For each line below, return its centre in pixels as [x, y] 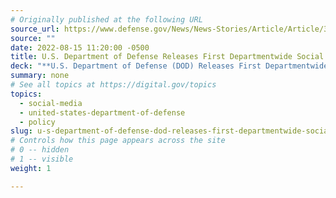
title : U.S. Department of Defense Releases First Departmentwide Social [167, 57]
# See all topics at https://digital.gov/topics [113, 85]
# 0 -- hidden [40, 150]
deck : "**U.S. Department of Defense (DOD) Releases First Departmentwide [169, 66]
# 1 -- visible [42, 159]
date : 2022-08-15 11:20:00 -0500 [80, 47]
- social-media [51, 103]
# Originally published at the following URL [106, 19]
